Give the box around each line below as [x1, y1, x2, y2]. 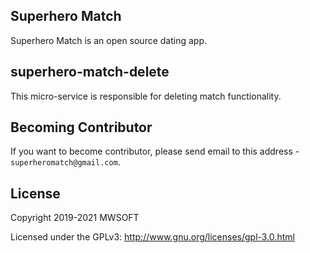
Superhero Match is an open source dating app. [10, 34, 208, 46]
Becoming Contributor [10, 119, 153, 136]
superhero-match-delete [10, 64, 170, 81]
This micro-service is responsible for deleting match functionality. [10, 90, 282, 102]
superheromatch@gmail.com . [10, 156, 121, 168]
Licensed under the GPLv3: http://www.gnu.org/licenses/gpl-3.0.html [10, 231, 295, 243]
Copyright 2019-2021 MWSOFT [10, 212, 140, 224]
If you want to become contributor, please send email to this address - [10, 145, 300, 158]
